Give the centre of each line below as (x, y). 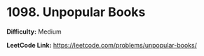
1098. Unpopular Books (76, 12)
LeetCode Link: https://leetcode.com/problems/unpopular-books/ (102, 45)
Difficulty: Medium (34, 31)
